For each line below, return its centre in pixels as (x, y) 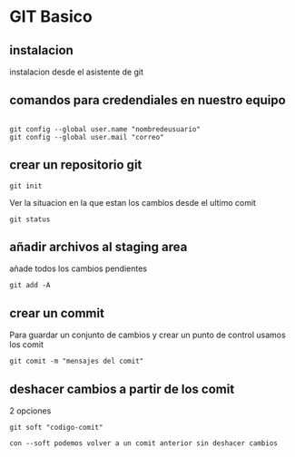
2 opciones (30, 411)
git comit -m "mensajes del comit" (77, 361)
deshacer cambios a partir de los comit (122, 389)
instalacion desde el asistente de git (76, 72)
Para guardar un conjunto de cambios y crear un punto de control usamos (147, 335)
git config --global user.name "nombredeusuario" (105, 129)
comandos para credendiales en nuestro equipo (147, 100)
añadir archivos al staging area (98, 247)
